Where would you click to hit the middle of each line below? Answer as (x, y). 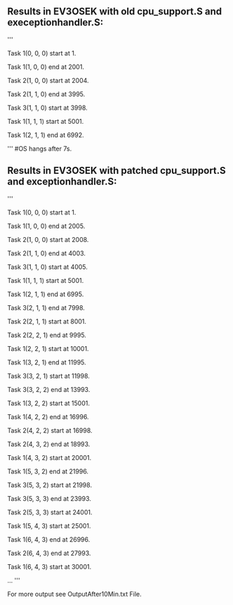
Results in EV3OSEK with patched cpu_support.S (116, 171)
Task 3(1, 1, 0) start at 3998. (47, 108)
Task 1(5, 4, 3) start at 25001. (49, 526)
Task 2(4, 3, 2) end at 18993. (49, 444)
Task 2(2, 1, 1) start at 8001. (47, 321)
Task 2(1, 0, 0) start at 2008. (48, 239)
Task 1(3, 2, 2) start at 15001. (48, 403)
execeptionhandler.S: (55, 23)
